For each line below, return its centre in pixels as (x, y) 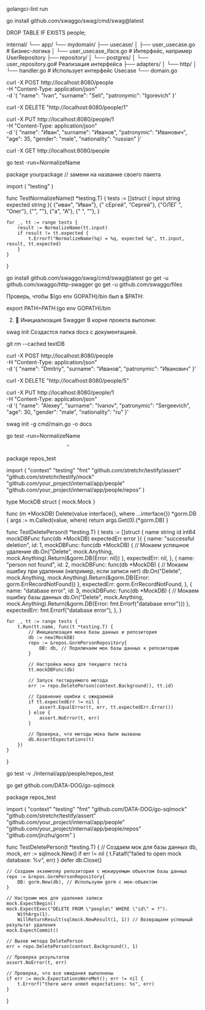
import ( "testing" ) (30, 186)
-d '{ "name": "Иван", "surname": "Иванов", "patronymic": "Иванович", (97, 132)
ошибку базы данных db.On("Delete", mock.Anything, (75, 597)
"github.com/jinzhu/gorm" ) (41, 835)
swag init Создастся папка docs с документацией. (72, 332)
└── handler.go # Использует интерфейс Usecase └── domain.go (92, 71)
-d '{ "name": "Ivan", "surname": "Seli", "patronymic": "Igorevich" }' (91, 95)
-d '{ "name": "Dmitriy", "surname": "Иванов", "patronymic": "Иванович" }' (101, 369)
